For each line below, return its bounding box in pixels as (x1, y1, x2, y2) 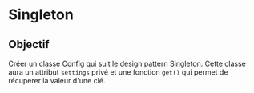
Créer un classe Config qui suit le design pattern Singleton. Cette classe (8, 59, 246, 68)
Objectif (8, 38, 50, 51)
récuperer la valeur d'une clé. (8, 76, 106, 85)
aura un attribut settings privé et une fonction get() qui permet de (8, 67, 228, 77)
